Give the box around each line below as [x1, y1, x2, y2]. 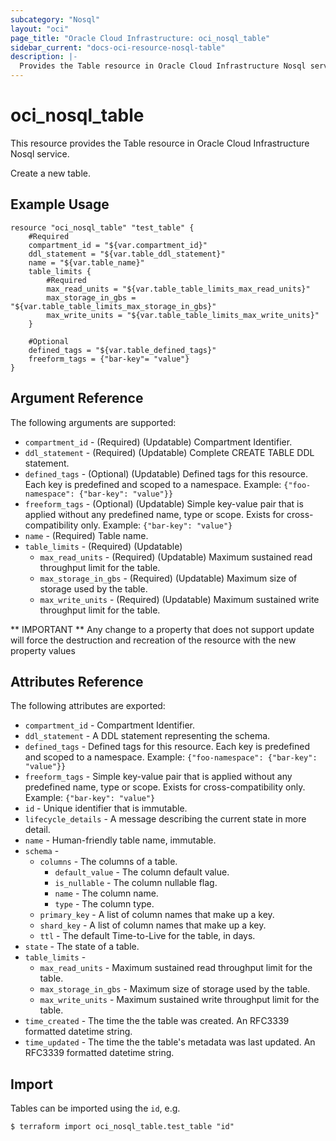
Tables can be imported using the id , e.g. [10, 1102, 181, 1115]
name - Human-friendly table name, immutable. [24, 834, 217, 846]
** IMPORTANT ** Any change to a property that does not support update [10, 623, 315, 635]
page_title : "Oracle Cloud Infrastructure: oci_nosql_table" [10, 33, 271, 43]
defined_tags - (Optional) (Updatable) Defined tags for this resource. [24, 467, 309, 480]
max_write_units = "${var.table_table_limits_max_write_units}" [46, 310, 320, 320]
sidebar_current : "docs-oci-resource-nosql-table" [10, 42, 226, 53]
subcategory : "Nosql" [10, 14, 101, 25]
